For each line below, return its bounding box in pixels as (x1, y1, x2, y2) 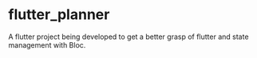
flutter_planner (8, 6, 110, 24)
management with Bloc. (8, 40, 86, 49)
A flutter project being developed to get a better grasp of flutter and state (8, 32, 249, 41)
